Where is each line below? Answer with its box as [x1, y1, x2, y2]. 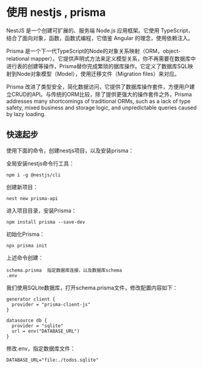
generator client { [6, 296, 56, 302]
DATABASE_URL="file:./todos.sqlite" [6, 357, 99, 363]
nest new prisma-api [6, 195, 59, 201]
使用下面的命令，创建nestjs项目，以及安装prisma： [6, 147, 135, 154]
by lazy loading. [6, 110, 46, 117]
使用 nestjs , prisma [6, 5, 106, 19]
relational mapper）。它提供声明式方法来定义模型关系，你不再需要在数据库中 [6, 55, 196, 62]
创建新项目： [6, 183, 38, 190]
